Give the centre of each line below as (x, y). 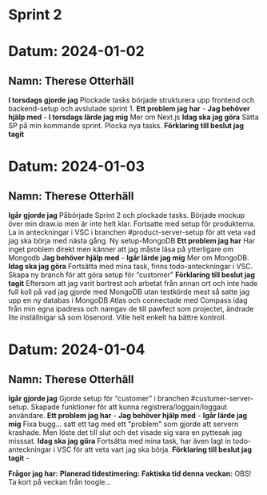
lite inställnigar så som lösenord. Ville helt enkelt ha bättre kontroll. (118, 317)
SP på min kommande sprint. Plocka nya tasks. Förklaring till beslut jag (126, 126)
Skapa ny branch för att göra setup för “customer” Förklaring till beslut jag (132, 275)
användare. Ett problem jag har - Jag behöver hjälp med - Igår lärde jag (128, 416)
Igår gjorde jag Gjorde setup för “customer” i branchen (99, 399)
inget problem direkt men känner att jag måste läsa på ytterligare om (121, 249)
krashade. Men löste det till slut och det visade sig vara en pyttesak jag (125, 433)
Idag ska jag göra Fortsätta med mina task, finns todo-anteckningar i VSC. (131, 267)
